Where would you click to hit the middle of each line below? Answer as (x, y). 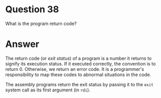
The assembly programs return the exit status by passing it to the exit (79, 84)
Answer (22, 44)
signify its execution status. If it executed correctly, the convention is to (80, 64)
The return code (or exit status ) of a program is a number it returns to (79, 58)
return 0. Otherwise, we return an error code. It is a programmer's (75, 69)
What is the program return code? (41, 23)
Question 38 (32, 9)
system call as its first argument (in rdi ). (48, 90)
